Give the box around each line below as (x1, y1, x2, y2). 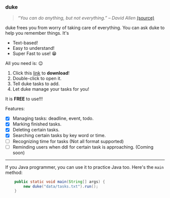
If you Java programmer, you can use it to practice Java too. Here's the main (5, 164, 164, 170)
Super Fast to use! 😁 (12, 50, 57, 56)
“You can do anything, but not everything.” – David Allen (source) (17, 15, 155, 21)
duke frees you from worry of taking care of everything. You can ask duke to (5, 25, 165, 31)
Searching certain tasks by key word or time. (12, 133, 106, 139)
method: (5, 169, 23, 175)
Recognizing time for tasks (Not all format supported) (12, 138, 124, 144)
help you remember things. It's (5, 30, 69, 36)
